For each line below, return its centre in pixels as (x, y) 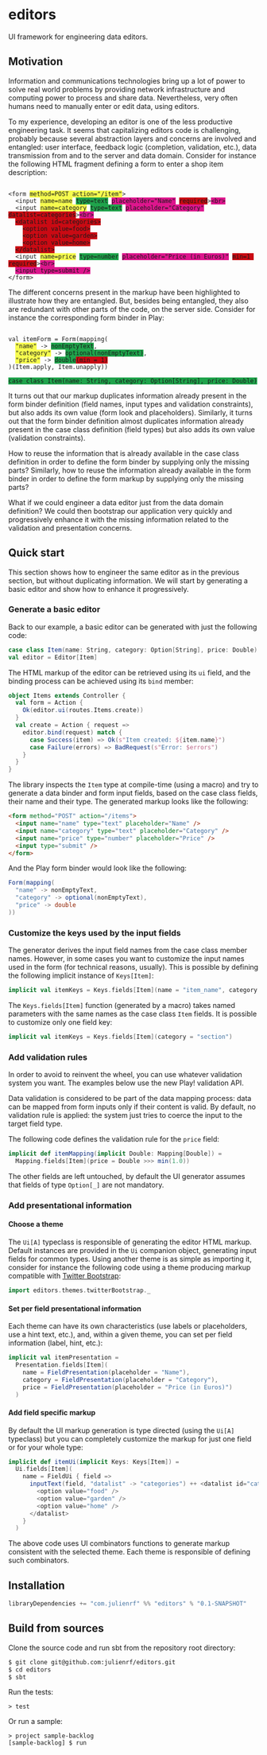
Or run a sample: (36, 1722)
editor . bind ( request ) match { (73, 732)
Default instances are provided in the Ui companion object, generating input (132, 1251)
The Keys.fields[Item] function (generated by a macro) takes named (122, 1006)
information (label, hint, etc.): (56, 1343)
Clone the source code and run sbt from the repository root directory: (122, 1648)
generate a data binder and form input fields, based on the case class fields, (133, 793)
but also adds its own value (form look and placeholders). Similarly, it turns (130, 412)
